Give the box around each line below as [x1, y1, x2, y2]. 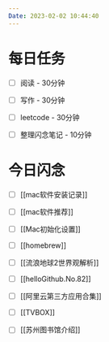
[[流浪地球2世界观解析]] [19, 258, 99, 267]
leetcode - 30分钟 [19, 112, 80, 122]
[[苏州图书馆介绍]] [19, 325, 81, 335]
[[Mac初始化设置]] [19, 224, 81, 234]
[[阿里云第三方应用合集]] [19, 292, 103, 301]
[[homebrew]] [19, 240, 67, 250]
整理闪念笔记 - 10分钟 [19, 129, 92, 139]
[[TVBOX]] [19, 308, 55, 318]
